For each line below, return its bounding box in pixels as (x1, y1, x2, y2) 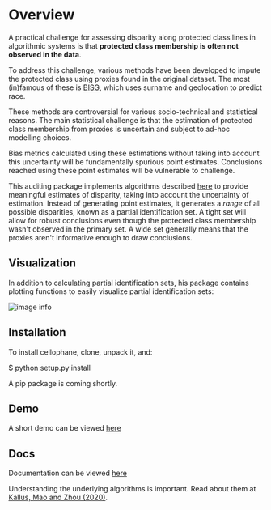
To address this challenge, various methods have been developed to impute (8, 65, 261, 74)
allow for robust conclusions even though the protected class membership (8, 215, 256, 225)
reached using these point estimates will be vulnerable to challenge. (8, 165, 235, 175)
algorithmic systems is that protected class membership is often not (8, 40, 239, 50)
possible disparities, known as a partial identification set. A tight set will (8, 206, 247, 216)
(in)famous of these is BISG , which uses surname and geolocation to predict (8, 83, 263, 92)
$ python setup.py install (8, 363, 91, 372)
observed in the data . (8, 49, 82, 59)
